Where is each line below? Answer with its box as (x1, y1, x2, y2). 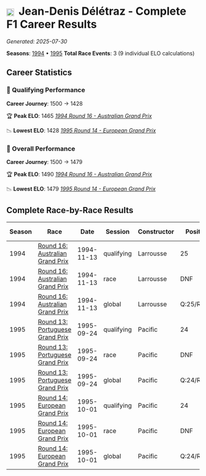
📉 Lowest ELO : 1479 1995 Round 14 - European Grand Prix (6, 185, 156, 192)
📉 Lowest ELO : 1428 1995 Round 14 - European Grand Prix (6, 127, 156, 134)
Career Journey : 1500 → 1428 (6, 99, 83, 107)
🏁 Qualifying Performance (6, 86, 86, 95)
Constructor (137, 227, 175, 236)
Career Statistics (6, 68, 72, 78)
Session (105, 227, 130, 236)
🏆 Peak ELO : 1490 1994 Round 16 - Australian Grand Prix (6, 170, 152, 178)
